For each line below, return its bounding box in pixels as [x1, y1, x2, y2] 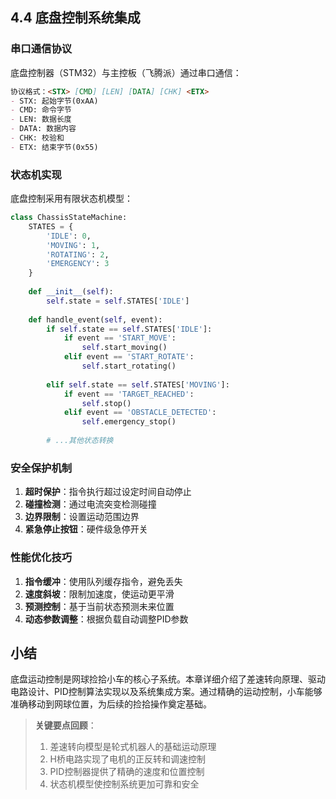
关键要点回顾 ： [34, 719, 97, 732]
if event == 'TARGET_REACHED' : [63, 389, 195, 399]
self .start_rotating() [81, 361, 177, 372]
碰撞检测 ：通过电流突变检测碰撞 [24, 498, 157, 510]
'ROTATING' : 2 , [46, 249, 110, 260]
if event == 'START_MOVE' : [63, 333, 177, 343]
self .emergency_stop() [81, 417, 177, 427]
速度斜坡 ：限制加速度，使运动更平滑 [24, 588, 175, 600]
